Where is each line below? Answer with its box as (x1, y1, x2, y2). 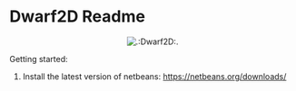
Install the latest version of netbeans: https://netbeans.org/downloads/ (22, 70, 287, 82)
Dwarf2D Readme (9, 6, 145, 27)
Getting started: (9, 53, 68, 64)
